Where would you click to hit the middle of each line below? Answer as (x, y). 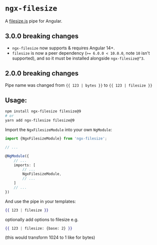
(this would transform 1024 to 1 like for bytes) (50, 237)
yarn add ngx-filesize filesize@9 (40, 121)
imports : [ (25, 165)
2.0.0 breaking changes (42, 73)
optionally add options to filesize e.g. (42, 219)
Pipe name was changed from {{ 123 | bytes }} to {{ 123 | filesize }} (79, 85)
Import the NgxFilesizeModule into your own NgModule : (59, 130)
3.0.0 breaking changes (42, 36)
